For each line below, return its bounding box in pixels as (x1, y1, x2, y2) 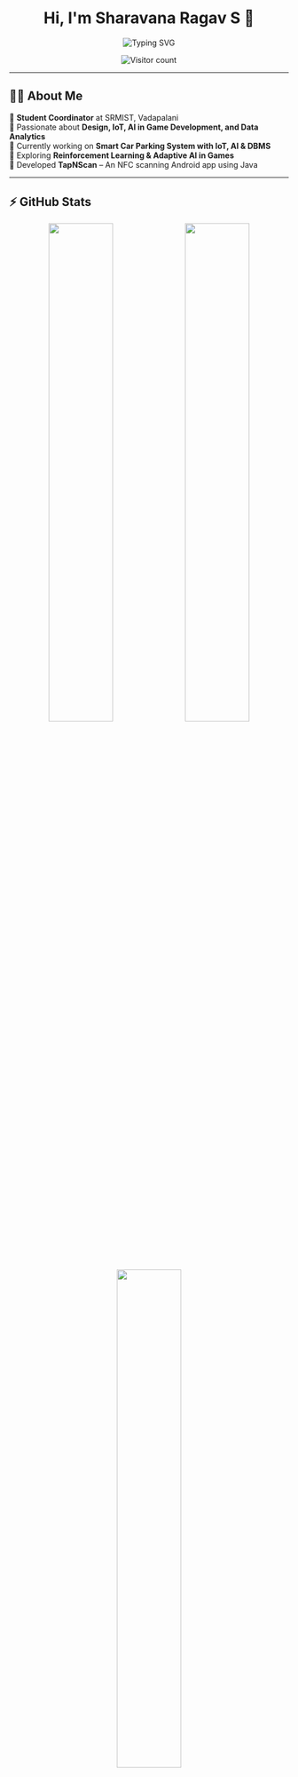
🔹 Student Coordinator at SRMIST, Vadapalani (9, 112, 179, 122)
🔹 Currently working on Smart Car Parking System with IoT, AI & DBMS (9, 140, 271, 151)
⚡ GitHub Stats (9, 194, 91, 209)
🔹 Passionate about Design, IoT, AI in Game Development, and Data (9, 122, 259, 132)
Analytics (9, 130, 46, 141)
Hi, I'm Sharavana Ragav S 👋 (43, 8, 255, 28)
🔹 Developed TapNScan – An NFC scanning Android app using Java (9, 159, 259, 170)
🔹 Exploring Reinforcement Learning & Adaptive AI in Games (9, 150, 235, 161)
